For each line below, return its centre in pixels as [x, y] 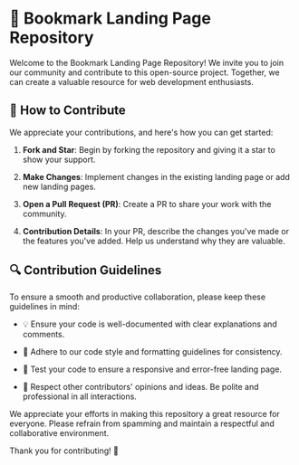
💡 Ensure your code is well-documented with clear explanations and [150, 324]
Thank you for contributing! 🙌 [64, 451]
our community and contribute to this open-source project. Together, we [145, 72]
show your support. [59, 159]
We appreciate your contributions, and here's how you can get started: [141, 132]
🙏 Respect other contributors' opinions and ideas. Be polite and [141, 386]
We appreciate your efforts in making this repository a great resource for [145, 413]
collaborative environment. [59, 432]
